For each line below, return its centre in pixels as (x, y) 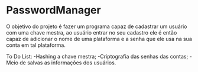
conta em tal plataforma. (36, 45)
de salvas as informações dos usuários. (68, 63)
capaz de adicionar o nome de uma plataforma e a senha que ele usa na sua (99, 39)
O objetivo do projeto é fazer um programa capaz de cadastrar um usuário (97, 26)
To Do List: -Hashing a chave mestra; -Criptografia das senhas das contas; (97, 56)
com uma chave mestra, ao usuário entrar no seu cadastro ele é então (92, 32)
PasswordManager (54, 10)
